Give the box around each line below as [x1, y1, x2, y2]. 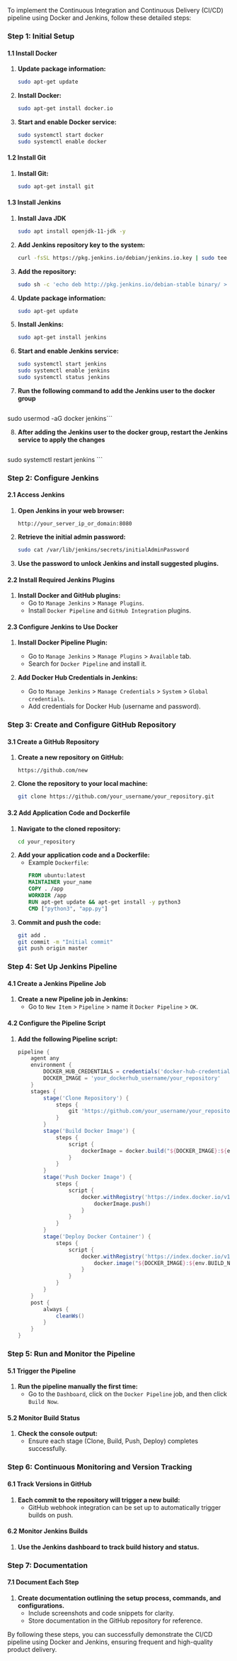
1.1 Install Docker [7, 49, 58, 57]
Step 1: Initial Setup [7, 31, 75, 41]
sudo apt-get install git [17, 182, 94, 190]
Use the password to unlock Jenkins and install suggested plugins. [17, 559, 219, 567]
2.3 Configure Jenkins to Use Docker [7, 623, 118, 631]
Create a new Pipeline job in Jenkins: [17, 995, 129, 1004]
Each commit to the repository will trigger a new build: [17, 1496, 180, 1504]
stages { [30, 1087, 57, 1095]
